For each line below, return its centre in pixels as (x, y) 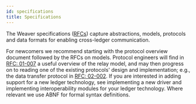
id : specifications (30, 11)
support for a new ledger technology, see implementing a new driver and (94, 82)
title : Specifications (34, 17)
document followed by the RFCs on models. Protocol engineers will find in (95, 57)
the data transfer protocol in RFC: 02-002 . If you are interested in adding (94, 76)
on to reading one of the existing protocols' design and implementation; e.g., (98, 70)
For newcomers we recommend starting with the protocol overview (87, 51)
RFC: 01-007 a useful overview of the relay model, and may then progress (95, 63)
